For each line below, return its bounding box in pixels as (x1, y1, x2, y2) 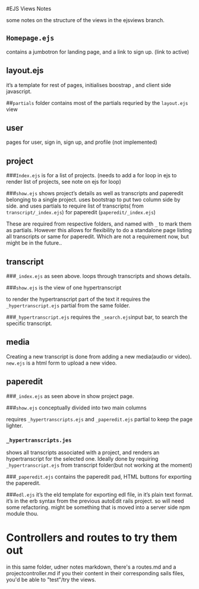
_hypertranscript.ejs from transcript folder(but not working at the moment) (6, 461, 192, 468)
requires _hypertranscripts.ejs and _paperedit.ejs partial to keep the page (6, 415, 193, 423)
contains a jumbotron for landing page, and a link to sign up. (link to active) (6, 48, 189, 55)
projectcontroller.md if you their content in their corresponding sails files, (6, 569, 185, 576)
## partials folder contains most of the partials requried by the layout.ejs (6, 99, 188, 106)
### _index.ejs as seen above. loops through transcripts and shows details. (6, 273, 192, 280)
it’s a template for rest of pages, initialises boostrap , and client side (6, 81, 171, 88)
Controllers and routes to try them (6, 531, 178, 545)
